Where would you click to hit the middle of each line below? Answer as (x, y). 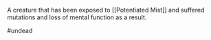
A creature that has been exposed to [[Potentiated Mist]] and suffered (106, 10)
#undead (20, 31)
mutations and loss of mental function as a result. (77, 17)
